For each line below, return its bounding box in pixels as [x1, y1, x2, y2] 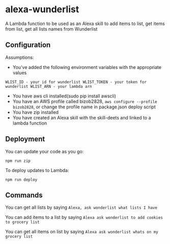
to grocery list [5, 219, 40, 225]
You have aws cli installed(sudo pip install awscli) [12, 93, 116, 99]
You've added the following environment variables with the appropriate [12, 64, 162, 70]
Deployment [5, 135, 45, 143]
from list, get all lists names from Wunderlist [5, 26, 98, 32]
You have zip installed [12, 109, 59, 115]
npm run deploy [5, 177, 38, 182]
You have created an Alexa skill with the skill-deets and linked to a [12, 114, 151, 120]
